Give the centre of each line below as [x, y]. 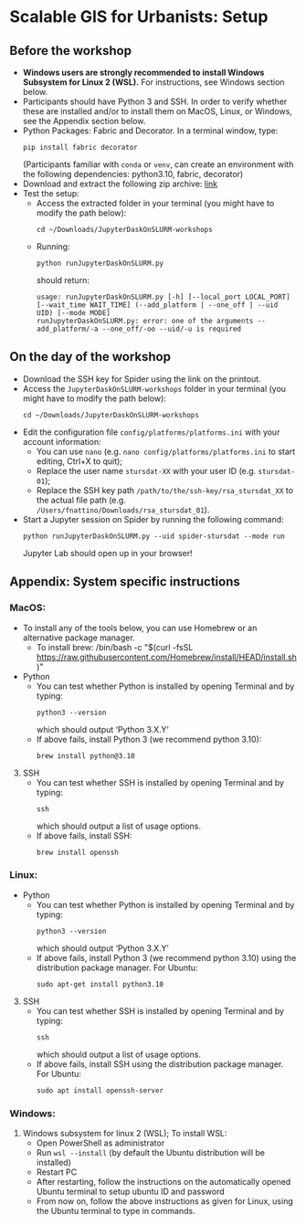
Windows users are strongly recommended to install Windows [143, 72]
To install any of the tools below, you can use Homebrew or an [140, 628]
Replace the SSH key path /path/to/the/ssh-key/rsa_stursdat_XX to [165, 490]
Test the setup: [51, 193]
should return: [63, 280]
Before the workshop [71, 51]
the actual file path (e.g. [81, 500]
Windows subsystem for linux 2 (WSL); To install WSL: [125, 1134]
